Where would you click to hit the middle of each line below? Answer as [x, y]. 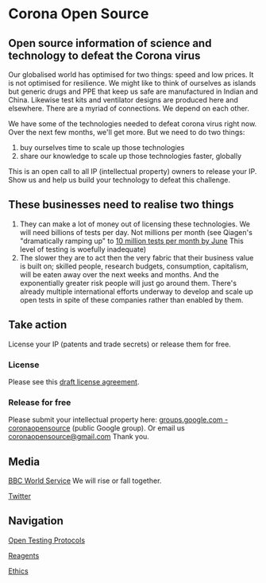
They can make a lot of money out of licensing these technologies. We [135, 224]
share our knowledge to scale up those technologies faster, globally [131, 156]
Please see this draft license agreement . [74, 381]
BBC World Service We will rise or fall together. [85, 481]
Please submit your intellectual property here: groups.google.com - [118, 420]
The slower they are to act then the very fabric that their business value [137, 257]
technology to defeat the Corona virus [104, 55]
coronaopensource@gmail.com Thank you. [79, 437]
